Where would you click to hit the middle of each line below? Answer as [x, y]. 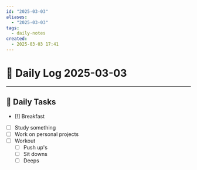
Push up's [35, 147]
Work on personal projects [47, 134]
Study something [35, 127]
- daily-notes [28, 33]
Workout [25, 141]
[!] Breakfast [30, 116]
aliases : [17, 17]
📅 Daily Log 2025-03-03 [67, 73]
